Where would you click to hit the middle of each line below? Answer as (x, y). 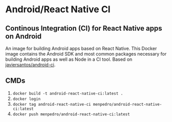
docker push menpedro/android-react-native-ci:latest (71, 114)
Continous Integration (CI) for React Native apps (84, 28)
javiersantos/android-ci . (30, 65)
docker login (27, 99)
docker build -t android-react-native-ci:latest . (68, 93)
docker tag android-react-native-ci (52, 104)
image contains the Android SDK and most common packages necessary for (86, 54)
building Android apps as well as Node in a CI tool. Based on (69, 59)
